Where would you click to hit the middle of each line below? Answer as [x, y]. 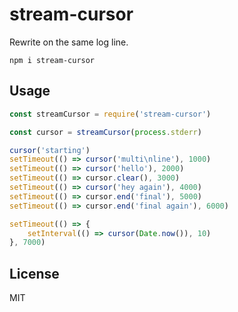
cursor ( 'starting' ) [50, 150]
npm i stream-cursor [52, 60]
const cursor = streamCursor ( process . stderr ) [105, 132]
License [34, 273]
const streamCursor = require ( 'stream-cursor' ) [110, 114]
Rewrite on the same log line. [69, 42]
